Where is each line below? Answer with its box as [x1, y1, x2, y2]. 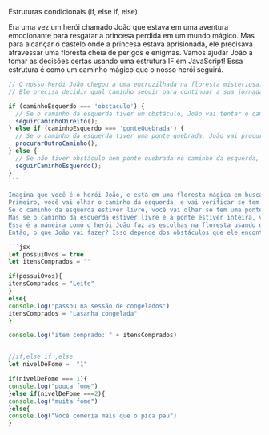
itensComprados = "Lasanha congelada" [8, 309, 138, 317]
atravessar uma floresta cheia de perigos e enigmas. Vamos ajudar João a [8, 48, 253, 57]
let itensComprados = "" [8, 258, 91, 266]
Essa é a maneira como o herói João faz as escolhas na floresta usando [8, 220, 256, 229]
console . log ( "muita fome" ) [8, 397, 98, 405]
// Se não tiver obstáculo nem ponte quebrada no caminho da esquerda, [15, 154, 260, 163]
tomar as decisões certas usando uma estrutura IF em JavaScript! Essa [8, 56, 243, 66]
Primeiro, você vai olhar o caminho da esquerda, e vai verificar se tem [8, 199, 260, 207]
